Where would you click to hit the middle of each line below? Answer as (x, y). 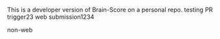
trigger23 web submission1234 (51, 17)
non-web (20, 30)
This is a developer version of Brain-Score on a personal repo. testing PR (110, 10)
